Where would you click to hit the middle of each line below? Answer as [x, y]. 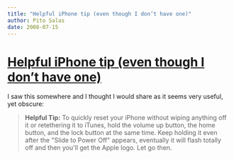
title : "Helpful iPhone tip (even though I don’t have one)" [100, 14]
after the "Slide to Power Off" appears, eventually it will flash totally [123, 140]
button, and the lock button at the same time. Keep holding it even [121, 133]
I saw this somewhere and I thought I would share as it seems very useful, [115, 97]
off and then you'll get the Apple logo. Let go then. [98, 148]
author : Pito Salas [36, 20]
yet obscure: [26, 104]
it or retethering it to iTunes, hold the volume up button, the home [120, 125]
